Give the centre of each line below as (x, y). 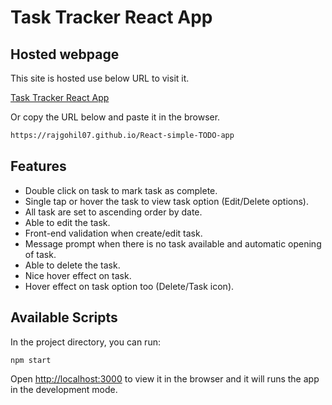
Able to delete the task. (72, 265)
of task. (40, 254)
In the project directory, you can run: (85, 342)
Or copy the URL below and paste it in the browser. (115, 117)
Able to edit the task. (67, 222)
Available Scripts (64, 317)
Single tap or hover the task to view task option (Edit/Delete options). (166, 201)
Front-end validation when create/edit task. (113, 233)
